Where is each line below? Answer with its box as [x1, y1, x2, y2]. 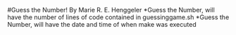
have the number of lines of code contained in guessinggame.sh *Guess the [7, 13, 230, 21]
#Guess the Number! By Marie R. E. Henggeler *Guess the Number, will [7, 6, 215, 14]
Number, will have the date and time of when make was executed [7, 21, 197, 28]
